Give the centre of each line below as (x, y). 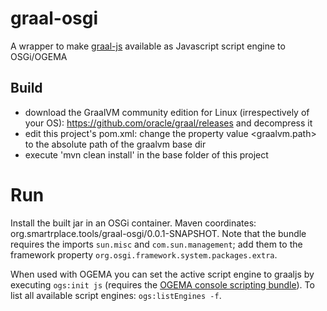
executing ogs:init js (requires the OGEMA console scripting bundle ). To (162, 284)
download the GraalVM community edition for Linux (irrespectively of (167, 112)
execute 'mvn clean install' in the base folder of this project (146, 154)
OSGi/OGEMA (39, 56)
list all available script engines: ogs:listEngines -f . (116, 295)
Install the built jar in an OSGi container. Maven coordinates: (133, 223)
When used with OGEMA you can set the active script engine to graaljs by (162, 274)
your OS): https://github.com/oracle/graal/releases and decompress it (168, 123)
